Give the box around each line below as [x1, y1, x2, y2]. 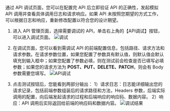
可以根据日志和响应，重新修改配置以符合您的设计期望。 [5, 17, 121, 23]
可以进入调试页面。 [12, 34, 53, 40]
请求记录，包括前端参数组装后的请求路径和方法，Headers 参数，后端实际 [12, 88, 165, 93]
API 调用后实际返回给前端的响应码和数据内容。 [21, 100, 119, 106]
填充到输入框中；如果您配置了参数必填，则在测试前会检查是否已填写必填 [12, 58, 164, 63]
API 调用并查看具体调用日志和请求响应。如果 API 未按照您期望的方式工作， [5, 11, 161, 17]
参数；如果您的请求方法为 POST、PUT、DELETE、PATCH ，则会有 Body [12, 64, 164, 70]
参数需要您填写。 [12, 70, 49, 76]
